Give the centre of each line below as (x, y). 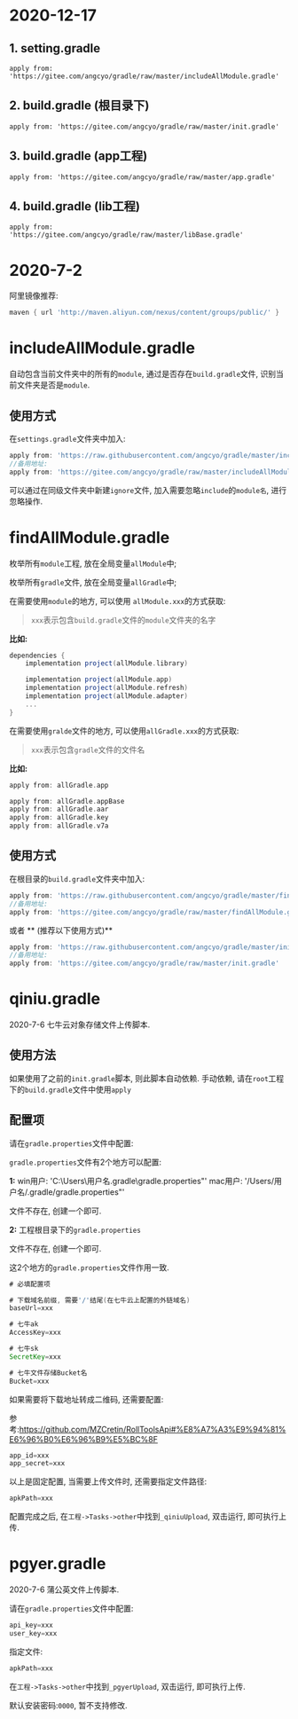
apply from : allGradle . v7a (59, 826)
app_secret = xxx (37, 1464)
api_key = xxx (31, 1625)
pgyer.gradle (58, 1564)
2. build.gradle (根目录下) (79, 106)
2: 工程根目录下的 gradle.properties (75, 1229)
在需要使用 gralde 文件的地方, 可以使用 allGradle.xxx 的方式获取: (124, 730)
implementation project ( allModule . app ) (99, 679)
